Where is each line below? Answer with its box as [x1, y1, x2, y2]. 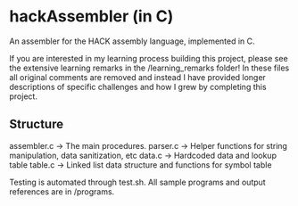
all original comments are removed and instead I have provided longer [9, 71, 266, 82]
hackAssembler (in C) [9, 6, 174, 27]
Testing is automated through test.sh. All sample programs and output [9, 177, 266, 187]
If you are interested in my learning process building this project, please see [9, 53, 288, 63]
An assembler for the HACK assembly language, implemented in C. [9, 36, 256, 46]
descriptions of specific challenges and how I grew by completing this [9, 81, 267, 92]
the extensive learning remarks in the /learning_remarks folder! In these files [9, 62, 290, 73]
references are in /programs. [9, 185, 115, 197]
